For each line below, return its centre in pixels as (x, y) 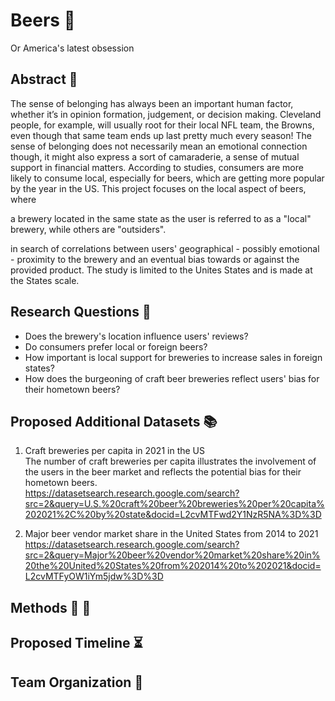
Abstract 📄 (44, 79)
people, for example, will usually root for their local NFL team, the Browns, (162, 125)
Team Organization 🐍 (77, 682)
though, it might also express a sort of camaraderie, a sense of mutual (155, 156)
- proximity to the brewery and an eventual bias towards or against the (155, 259)
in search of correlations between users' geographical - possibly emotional (165, 248)
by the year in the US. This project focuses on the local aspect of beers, (158, 188)
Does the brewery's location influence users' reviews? (136, 336)
